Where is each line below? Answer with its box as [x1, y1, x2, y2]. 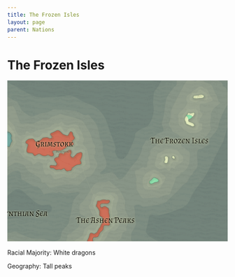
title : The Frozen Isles [7, 11, 80, 18]
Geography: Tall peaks [7, 262, 72, 271]
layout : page [7, 18, 45, 26]
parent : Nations [7, 26, 55, 33]
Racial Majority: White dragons [7, 248, 96, 257]
